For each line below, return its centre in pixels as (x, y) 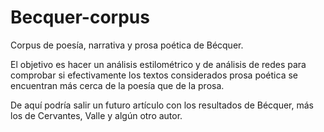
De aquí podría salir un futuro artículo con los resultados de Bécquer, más (162, 105)
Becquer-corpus (80, 17)
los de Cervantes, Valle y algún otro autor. (96, 115)
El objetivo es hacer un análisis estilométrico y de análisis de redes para (158, 64)
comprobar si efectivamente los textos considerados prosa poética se (154, 75)
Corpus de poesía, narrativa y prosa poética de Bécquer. (127, 45)
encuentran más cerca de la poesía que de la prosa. (117, 85)
